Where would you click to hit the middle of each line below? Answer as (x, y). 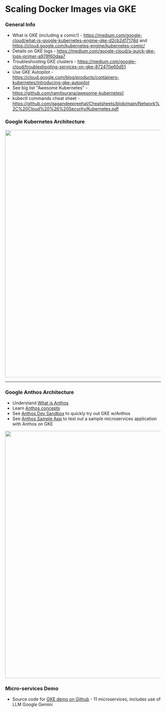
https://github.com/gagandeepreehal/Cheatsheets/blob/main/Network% (86, 104)
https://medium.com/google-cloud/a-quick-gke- (106, 51)
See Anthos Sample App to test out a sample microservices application (84, 419)
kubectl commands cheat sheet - (46, 98)
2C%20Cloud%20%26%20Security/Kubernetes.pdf (65, 109)
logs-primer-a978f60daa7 (39, 56)
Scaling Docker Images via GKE (71, 9)
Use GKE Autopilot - (33, 72)
